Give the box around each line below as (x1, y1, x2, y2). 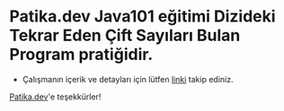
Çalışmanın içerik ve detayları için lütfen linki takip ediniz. (22, 73, 234, 84)
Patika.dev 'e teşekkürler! (9, 91, 102, 102)
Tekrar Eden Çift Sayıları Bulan (9, 25, 241, 46)
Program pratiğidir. (9, 45, 154, 64)
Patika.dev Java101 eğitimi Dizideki (9, 6, 276, 27)
